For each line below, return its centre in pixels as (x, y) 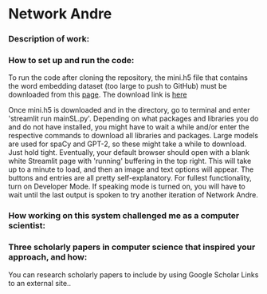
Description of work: (49, 39)
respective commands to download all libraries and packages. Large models (133, 136)
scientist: (27, 226)
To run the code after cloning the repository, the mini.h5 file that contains (128, 77)
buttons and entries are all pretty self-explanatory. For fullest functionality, (130, 178)
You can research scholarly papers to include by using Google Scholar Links (133, 274)
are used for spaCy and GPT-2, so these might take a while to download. (128, 144)
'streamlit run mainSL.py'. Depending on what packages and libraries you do (133, 119)
